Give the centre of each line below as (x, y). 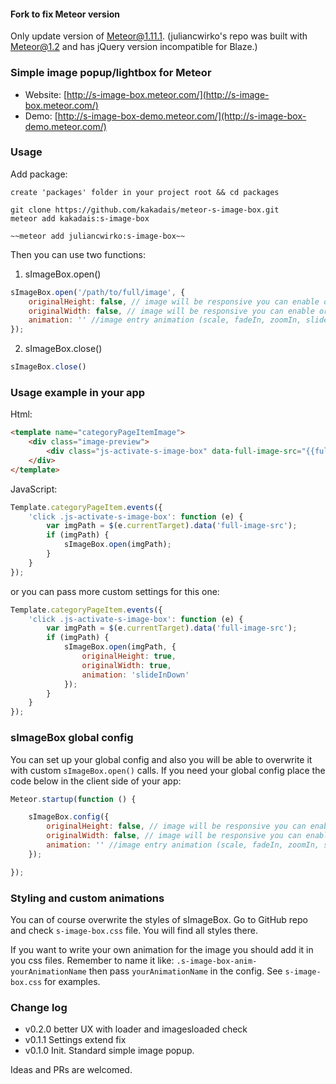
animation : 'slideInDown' (135, 675)
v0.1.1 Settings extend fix (75, 1040)
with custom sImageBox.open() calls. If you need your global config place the (168, 770)
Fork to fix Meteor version (65, 14)
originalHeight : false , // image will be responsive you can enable (174, 301)
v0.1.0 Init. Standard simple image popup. (109, 1051)
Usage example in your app (78, 392)
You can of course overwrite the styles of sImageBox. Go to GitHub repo (159, 919)
